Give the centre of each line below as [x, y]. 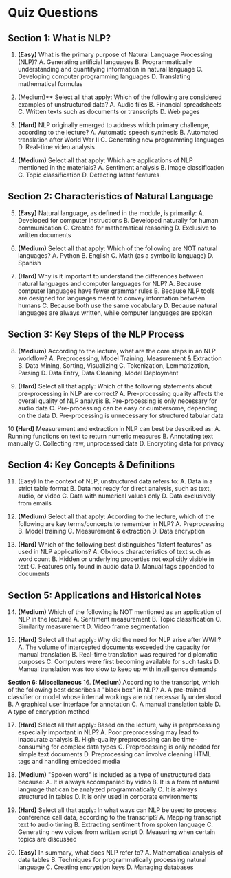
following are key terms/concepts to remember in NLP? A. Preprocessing [121, 524]
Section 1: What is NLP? [59, 38]
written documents [44, 234]
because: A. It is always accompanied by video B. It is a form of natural [118, 782]
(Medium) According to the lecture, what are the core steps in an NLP [117, 351]
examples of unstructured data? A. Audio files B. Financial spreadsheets [120, 104]
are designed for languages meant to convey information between [111, 298]
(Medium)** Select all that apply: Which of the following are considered [120, 97]
